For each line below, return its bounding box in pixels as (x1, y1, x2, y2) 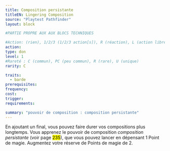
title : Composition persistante (5, 7, 73, 13)
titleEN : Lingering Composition (5, 12, 73, 17)
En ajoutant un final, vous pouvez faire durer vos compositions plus (5, 124, 146, 130)
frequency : (5, 87, 28, 92)
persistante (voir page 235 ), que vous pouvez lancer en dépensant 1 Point (5, 135, 159, 141)
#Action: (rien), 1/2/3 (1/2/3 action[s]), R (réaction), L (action (5, 40, 153, 45)
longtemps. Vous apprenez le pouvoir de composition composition (5, 129, 144, 135)
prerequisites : (5, 82, 37, 87)
